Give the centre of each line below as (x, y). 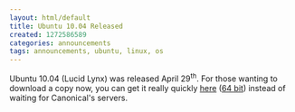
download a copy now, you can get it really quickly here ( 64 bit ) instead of (148, 88)
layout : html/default (50, 18)
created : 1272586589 (48, 34)
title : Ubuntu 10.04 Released (67, 26)
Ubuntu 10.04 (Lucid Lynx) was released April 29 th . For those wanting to (143, 78)
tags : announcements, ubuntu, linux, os (87, 51)
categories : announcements (60, 43)
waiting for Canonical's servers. (69, 98)
